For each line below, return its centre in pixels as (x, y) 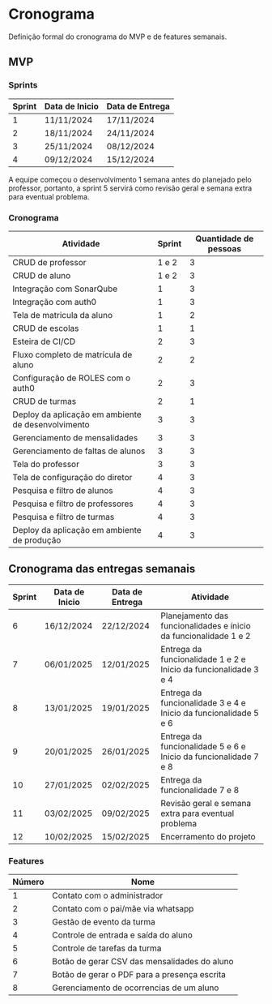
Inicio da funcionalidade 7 (210, 757)
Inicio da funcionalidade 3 (210, 669)
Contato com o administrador (108, 895)
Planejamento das (195, 616)
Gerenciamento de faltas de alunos (79, 451)
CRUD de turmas (45, 401)
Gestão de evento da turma (104, 922)
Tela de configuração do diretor (72, 477)
